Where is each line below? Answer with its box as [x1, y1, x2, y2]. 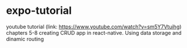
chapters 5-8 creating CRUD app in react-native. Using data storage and [6, 29, 182, 36]
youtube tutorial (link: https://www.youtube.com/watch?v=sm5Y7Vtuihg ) [6, 23, 182, 30]
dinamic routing [6, 35, 44, 42]
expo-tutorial [6, 4, 72, 17]
